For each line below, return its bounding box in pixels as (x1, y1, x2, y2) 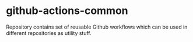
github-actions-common (6, 4, 128, 17)
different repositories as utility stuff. (6, 29, 92, 36)
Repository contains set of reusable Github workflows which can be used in (6, 23, 188, 30)
